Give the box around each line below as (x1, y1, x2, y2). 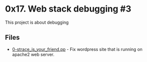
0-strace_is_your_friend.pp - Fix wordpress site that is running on (12, 46, 143, 52)
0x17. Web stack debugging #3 (5, 3, 131, 15)
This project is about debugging (5, 19, 69, 25)
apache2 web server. (12, 51, 55, 57)
